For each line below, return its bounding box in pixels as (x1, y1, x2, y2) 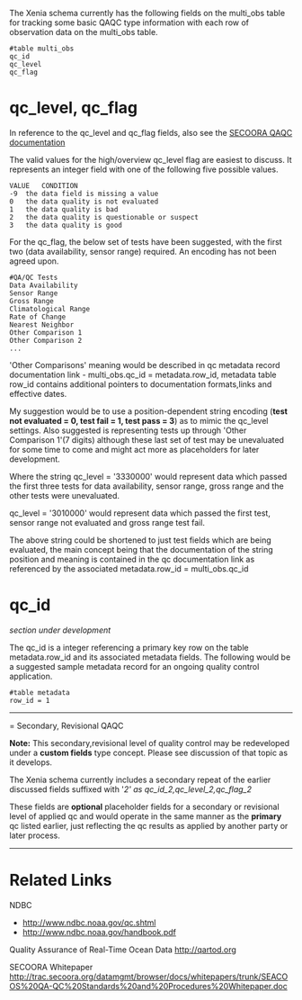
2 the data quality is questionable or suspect (9, 212, 200, 221)
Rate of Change (9, 312, 67, 321)
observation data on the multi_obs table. (9, 27, 159, 37)
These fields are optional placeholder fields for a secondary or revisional (9, 801, 280, 812)
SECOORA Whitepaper (9, 961, 93, 972)
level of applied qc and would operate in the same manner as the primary (9, 810, 282, 822)
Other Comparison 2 (9, 336, 83, 345)
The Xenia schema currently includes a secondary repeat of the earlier (9, 774, 271, 785)
